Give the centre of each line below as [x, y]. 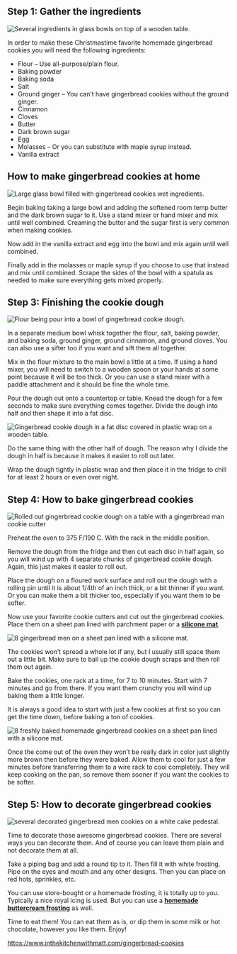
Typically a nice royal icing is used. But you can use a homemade [103, 901]
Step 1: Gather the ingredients [74, 12]
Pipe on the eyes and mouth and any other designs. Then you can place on [117, 872]
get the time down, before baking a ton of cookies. [81, 717]
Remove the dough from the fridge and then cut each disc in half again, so [116, 552]
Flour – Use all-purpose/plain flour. [68, 64]
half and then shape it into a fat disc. [60, 414]
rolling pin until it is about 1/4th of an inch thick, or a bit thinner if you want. [116, 588]
